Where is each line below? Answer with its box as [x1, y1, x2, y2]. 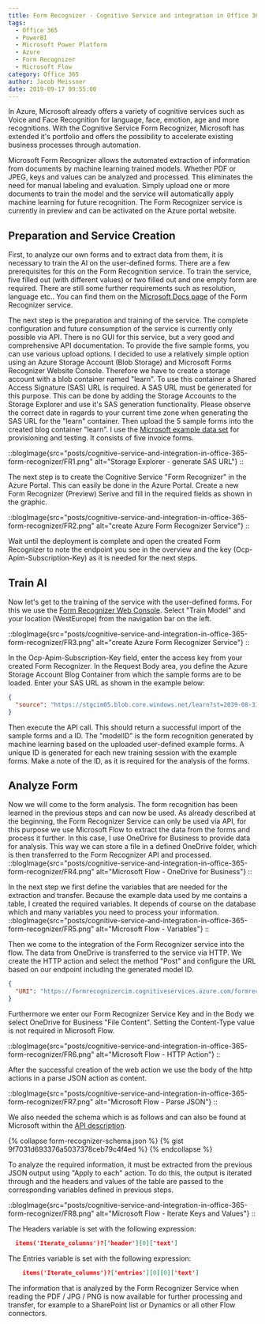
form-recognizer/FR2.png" [8, 521, 95, 530]
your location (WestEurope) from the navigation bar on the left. [8, 614, 212, 623]
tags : [8, 19, 26, 27]
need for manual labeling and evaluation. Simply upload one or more [8, 181, 230, 190]
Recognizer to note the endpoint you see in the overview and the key [8, 545, 232, 554]
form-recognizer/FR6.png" [8, 1050, 95, 1059]
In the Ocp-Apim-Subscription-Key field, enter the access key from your [8, 653, 243, 662]
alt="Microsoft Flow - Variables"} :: [95, 924, 210, 934]
